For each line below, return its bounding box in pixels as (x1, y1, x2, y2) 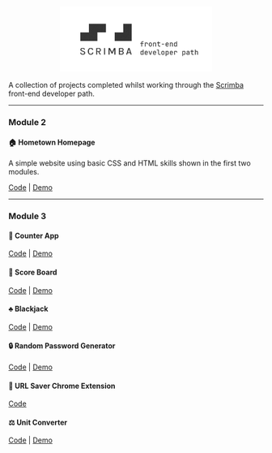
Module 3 (8, 210, 47, 222)
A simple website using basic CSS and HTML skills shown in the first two (8, 158, 251, 168)
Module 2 (8, 117, 47, 128)
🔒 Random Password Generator (8, 341, 116, 351)
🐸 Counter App (8, 231, 59, 240)
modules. (8, 167, 40, 177)
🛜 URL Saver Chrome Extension (8, 381, 116, 390)
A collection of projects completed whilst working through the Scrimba (8, 80, 244, 90)
